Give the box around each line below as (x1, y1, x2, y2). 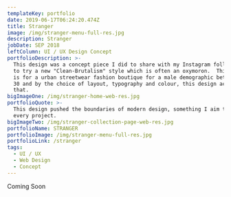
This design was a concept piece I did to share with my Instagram (13, 61, 211, 68)
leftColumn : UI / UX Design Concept (7, 49, 112, 56)
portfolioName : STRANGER (7, 125, 78, 132)
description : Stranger (7, 36, 72, 43)
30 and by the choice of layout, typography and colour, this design (13, 80, 217, 87)
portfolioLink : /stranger (7, 138, 81, 145)
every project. (13, 112, 57, 119)
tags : (7, 144, 23, 151)
